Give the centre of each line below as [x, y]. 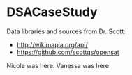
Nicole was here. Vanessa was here [58, 65]
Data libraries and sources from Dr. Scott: [66, 31]
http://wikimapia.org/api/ [52, 44]
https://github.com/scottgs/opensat [68, 52]
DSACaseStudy [52, 12]
